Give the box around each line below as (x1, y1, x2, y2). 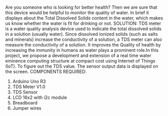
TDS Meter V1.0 (12, 84, 46, 90)
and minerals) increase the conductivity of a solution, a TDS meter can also (5, 36, 162, 42)
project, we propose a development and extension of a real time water (5, 52, 152, 59)
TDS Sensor (12, 89, 38, 95)
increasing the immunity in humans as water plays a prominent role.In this (5, 47, 159, 53)
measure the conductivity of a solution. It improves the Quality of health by (5, 42, 161, 47)
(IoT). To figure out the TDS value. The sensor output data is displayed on (5, 63, 158, 69)
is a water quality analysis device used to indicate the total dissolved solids (5, 26, 162, 32)
